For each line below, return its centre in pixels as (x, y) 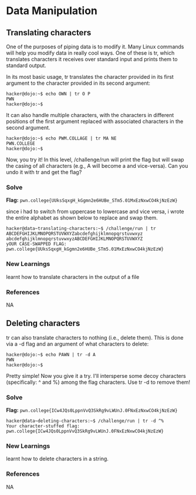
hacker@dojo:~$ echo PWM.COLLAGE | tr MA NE (61, 138)
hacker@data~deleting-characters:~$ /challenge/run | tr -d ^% (85, 421)
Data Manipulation (52, 11)
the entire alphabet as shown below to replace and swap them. (82, 218)
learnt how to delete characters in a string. (57, 459)
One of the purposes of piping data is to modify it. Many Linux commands (95, 46)
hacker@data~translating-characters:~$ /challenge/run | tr (81, 229)
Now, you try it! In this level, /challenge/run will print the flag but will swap (95, 160)
